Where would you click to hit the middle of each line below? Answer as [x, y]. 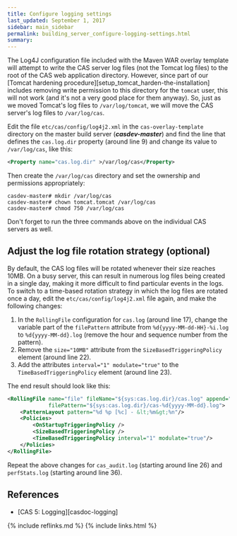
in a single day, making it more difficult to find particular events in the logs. [116, 283]
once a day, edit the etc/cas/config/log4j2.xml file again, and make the [112, 298]
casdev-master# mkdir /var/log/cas [60, 196]
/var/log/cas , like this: [40, 149]
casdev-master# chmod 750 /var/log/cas [66, 209]
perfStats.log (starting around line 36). [65, 472]
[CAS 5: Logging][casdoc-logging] [68, 512]
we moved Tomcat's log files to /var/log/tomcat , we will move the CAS [110, 105]
